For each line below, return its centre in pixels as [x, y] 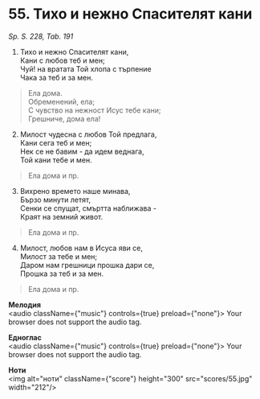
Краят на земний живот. [61, 216]
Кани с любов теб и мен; [63, 60]
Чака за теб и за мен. [57, 77]
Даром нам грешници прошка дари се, [87, 265]
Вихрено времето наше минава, [75, 191]
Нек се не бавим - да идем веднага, [82, 151]
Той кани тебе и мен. [56, 160]
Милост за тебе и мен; [59, 256]
